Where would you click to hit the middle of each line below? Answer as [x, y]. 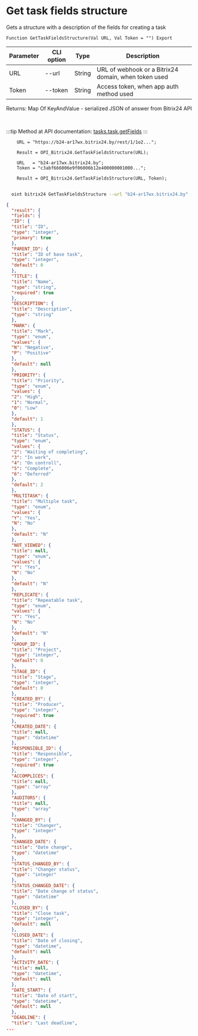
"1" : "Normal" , [30, 403]
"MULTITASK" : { [30, 496]
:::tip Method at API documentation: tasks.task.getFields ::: [77, 131]
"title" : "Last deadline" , [44, 1023]
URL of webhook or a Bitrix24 [138, 69]
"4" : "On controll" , [37, 463]
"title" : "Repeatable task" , [47, 600]
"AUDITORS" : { [29, 798]
